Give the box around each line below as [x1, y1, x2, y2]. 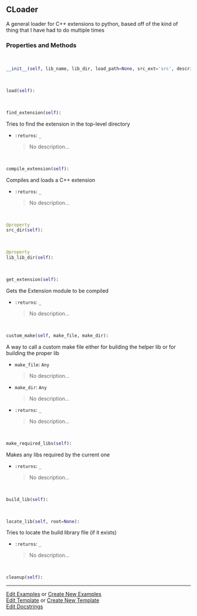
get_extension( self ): [6, 277, 59, 283]
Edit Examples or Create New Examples [6, 591, 101, 598]
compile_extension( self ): [6, 165, 69, 172]
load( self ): [6, 87, 35, 93]
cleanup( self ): [6, 574, 43, 580]
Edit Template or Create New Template [6, 597, 100, 604]
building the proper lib [6, 349, 60, 357]
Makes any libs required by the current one [6, 451, 110, 458]
